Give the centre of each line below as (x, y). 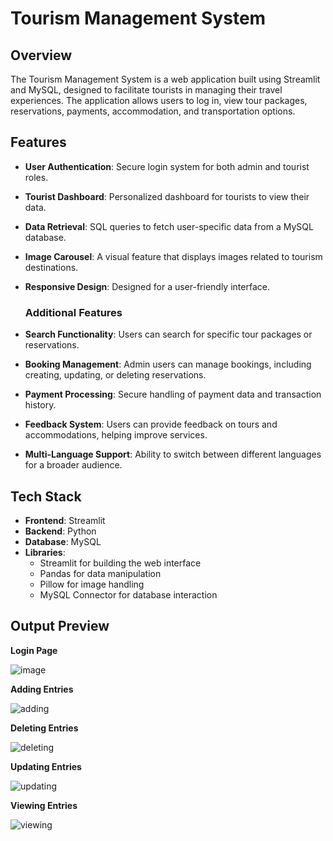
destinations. (51, 267)
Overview (41, 55)
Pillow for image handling (92, 584)
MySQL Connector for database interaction (128, 594)
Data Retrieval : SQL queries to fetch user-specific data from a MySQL (169, 226)
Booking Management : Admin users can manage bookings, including (168, 364)
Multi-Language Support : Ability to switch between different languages (173, 454)
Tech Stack (46, 496)
